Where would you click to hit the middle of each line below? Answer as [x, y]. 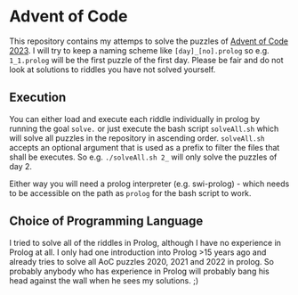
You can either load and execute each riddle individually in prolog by [135, 119]
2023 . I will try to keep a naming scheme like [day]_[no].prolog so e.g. [139, 50]
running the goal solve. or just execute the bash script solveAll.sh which [144, 128]
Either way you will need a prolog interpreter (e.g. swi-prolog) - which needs [149, 184]
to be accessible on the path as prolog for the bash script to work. [130, 193]
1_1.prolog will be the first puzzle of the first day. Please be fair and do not [146, 60]
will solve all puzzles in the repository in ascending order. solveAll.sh [137, 138]
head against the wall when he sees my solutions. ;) [104, 280]
